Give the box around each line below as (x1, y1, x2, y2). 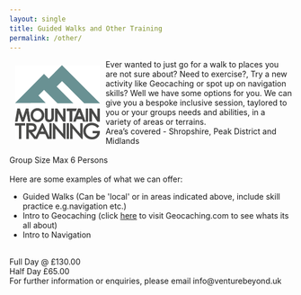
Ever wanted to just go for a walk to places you (105, 59, 279, 70)
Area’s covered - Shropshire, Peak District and (105, 126, 277, 137)
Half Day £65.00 (9, 266, 70, 277)
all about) (22, 220, 58, 231)
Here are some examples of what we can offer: (9, 174, 183, 184)
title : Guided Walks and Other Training (9, 23, 164, 33)
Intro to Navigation (22, 229, 92, 240)
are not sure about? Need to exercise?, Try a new (105, 68, 288, 80)
